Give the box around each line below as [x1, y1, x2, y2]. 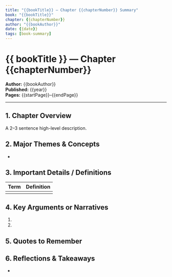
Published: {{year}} [5, 86, 47, 93]
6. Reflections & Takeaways [5, 254, 95, 263]
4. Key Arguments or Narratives [5, 203, 109, 212]
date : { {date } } [5, 27, 38, 32]
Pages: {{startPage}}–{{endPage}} [5, 91, 78, 98]
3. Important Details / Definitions [5, 168, 112, 177]
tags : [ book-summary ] [5, 31, 52, 36]
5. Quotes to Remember [5, 237, 82, 245]
